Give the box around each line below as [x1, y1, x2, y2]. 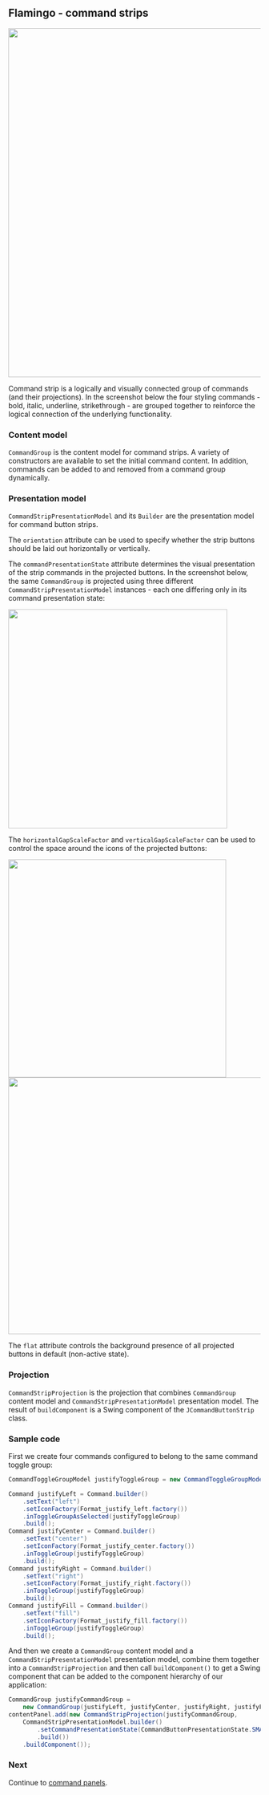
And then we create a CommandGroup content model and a [8, 1646, 194, 1655]
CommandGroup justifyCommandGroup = [8, 1696, 130, 1704]
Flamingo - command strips [8, 6, 149, 20]
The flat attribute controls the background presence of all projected [8, 1341, 235, 1351]
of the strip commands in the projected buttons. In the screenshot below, [8, 568, 249, 577]
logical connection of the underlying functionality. [8, 409, 172, 419]
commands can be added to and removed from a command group [8, 464, 226, 474]
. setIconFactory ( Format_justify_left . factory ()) [22, 1505, 188, 1513]
